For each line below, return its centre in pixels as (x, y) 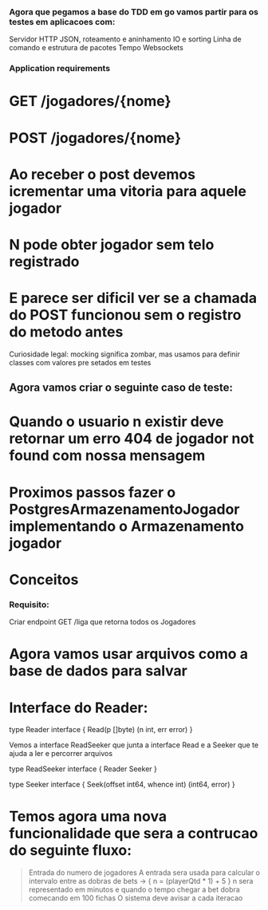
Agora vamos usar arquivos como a (128, 654)
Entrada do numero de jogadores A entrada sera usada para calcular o (144, 873)
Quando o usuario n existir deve (116, 422)
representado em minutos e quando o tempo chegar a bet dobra (134, 890)
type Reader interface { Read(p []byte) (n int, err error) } (101, 730)
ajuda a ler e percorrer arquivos (61, 754)
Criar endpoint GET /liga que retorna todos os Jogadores (102, 622)
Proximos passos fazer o (93, 492)
